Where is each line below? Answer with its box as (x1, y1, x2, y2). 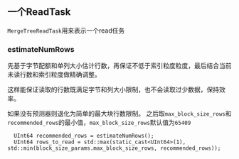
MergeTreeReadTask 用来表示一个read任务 (7, 26, 125, 35)
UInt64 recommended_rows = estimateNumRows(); (14, 133, 154, 140)
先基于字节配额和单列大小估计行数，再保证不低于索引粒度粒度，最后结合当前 (7, 62, 232, 70)
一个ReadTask (7, 6, 71, 18)
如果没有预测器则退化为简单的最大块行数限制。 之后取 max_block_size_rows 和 (7, 109, 232, 118)
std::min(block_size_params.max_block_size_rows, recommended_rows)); (7, 145, 221, 152)
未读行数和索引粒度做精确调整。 (7, 70, 101, 79)
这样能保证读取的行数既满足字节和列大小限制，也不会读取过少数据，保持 (7, 85, 219, 94)
